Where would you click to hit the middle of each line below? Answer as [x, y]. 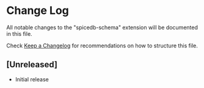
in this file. [19, 33]
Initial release [32, 79]
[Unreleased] [32, 65]
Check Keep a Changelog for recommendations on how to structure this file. [102, 46]
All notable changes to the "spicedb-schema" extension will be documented [102, 27]
